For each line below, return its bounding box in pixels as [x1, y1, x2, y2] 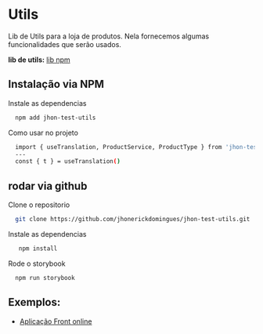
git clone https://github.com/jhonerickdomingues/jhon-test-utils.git [15, 216, 250, 223]
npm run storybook [15, 274, 76, 281]
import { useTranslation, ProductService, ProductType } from [15, 143, 222, 151]
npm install [18, 245, 58, 252]
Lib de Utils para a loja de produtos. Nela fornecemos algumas [8, 31, 210, 41]
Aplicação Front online [19, 316, 92, 326]
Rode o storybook [8, 259, 66, 268]
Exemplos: [8, 296, 61, 309]
